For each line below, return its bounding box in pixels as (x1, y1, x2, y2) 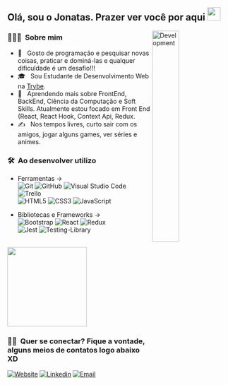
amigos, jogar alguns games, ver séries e (17, 130, 138, 138)
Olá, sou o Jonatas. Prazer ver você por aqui (7, 11, 206, 23)
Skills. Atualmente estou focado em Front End (17, 104, 150, 113)
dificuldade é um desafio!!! (17, 64, 95, 72)
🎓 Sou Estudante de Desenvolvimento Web (17, 71, 150, 80)
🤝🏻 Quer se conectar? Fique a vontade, (7, 336, 145, 346)
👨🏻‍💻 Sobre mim (7, 32, 64, 42)
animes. (17, 137, 41, 146)
